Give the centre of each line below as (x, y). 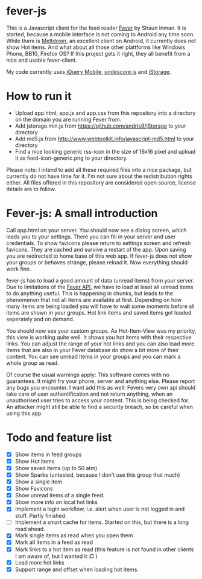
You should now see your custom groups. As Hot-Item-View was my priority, (101, 330)
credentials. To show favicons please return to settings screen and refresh (99, 243)
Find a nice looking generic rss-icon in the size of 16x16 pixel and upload (105, 151)
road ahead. (30, 529)
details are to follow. (31, 189)
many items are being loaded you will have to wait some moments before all (100, 306)
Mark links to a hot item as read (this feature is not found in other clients (104, 549)
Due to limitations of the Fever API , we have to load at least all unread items (100, 287)
